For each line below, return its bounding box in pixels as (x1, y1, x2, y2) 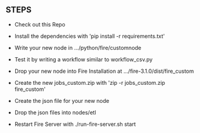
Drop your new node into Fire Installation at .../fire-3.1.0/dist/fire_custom (14, 67, 195, 75)
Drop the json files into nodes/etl (14, 108, 96, 116)
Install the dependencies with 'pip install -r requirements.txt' (14, 32, 165, 40)
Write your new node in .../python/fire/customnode (14, 44, 142, 51)
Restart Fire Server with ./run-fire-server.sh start (14, 120, 136, 128)
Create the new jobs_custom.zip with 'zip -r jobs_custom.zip (14, 79, 165, 86)
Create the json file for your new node (14, 97, 110, 104)
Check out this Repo (14, 20, 65, 28)
